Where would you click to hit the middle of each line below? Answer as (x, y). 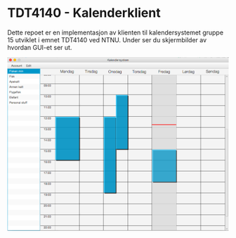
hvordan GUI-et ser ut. (40, 47)
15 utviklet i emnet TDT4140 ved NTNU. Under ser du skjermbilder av (107, 39)
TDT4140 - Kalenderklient (84, 13)
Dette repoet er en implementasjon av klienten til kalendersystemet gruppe (115, 32)
